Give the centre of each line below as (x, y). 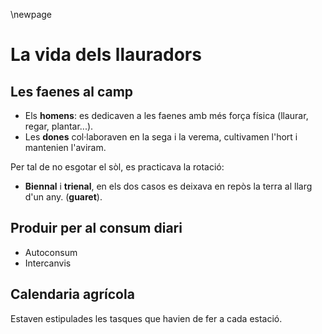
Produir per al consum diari (96, 228)
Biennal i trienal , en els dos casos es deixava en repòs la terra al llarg (168, 186)
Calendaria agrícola (72, 294)
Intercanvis (48, 263)
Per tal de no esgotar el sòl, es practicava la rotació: (117, 167)
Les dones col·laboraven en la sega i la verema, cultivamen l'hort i (161, 137)
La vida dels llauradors (106, 55)
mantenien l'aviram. (65, 147)
